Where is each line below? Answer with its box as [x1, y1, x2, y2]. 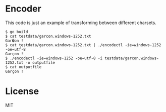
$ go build [5, 29, 28, 34]
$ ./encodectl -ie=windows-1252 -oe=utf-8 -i [5, 56, 102, 61]
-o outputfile [25, 60, 56, 65]
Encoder [5, 3, 41, 15]
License [5, 86, 39, 97]
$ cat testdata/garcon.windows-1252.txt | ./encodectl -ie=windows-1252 [5, 42, 161, 48]
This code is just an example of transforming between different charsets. [5, 20, 156, 26]
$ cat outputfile [5, 64, 42, 69]
